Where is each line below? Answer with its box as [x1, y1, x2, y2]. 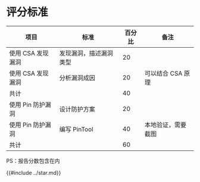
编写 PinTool [59, 125, 93, 133]
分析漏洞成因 [59, 73, 95, 82]
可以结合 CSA [144, 69, 183, 78]
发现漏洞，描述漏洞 [59, 49, 113, 57]
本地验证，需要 [144, 121, 186, 129]
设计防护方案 [59, 105, 95, 113]
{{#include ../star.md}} [6, 169, 61, 176]
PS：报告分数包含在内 [6, 157, 60, 164]
